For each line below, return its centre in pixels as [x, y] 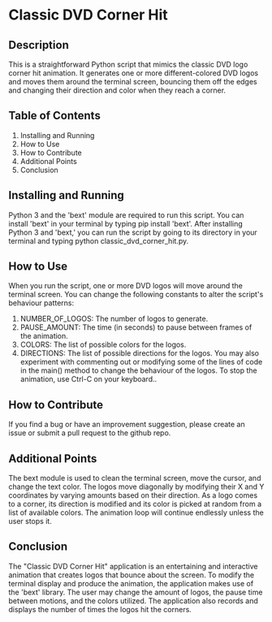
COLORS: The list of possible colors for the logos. [103, 345]
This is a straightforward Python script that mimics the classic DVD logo [128, 64]
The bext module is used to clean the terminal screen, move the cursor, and [135, 478]
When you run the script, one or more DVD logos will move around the [126, 286]
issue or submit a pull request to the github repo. [90, 433]
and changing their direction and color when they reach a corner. [117, 90]
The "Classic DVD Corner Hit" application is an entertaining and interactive [133, 566]
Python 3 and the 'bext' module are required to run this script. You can [126, 215]
